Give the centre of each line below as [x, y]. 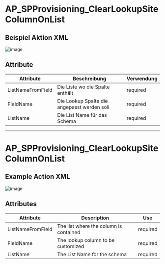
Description [95, 218]
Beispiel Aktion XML [37, 38]
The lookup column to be [86, 240]
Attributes [21, 204]
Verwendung [142, 79]
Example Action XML [38, 177]
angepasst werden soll [83, 107]
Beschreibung [90, 79]
